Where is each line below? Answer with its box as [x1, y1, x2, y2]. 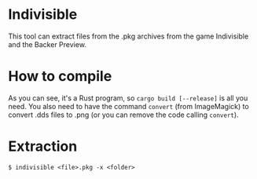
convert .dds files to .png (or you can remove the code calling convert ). [8, 110, 239, 119]
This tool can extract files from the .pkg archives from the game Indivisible [8, 31, 249, 41]
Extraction [8, 137, 78, 155]
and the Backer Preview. [8, 39, 86, 49]
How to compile [8, 68, 112, 86]
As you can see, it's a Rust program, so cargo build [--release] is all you [8, 93, 248, 103]
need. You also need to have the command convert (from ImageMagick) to [8, 101, 249, 111]
